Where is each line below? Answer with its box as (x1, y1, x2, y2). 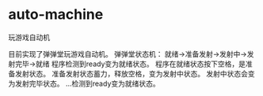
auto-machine (8, 6, 104, 24)
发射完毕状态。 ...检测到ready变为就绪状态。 (14, 79, 160, 88)
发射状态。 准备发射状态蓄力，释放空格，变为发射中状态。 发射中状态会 (14, 68, 248, 78)
